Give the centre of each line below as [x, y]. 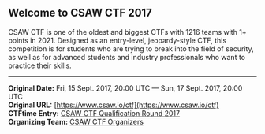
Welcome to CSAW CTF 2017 [80, 13]
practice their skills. [40, 65]
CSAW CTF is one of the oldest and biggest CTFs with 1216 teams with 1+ [127, 32]
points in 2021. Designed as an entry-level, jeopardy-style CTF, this [118, 40]
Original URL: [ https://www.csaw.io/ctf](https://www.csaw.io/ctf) [114, 105]
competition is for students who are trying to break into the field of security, [131, 48]
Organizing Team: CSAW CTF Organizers [76, 121]
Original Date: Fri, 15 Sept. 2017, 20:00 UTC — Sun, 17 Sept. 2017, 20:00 [125, 88]
